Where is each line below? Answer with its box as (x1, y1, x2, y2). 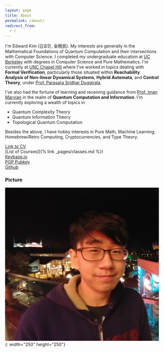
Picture (5, 176, 23, 183)
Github (5, 164, 19, 170)
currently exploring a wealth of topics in (5, 100, 85, 105)
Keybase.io (5, 154, 28, 160)
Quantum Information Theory (12, 114, 71, 120)
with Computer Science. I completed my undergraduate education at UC (5, 54, 150, 60)
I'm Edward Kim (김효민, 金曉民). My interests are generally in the (5, 43, 135, 49)
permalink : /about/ (5, 18, 45, 23)
